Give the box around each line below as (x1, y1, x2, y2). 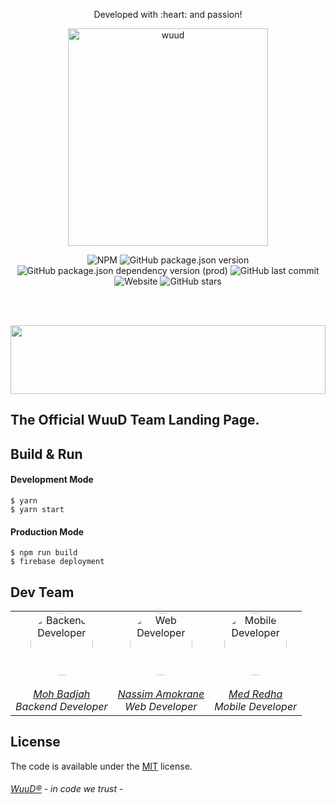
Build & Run (10, 445, 83, 463)
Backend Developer (15, 700, 108, 713)
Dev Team (10, 584, 75, 601)
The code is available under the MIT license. (10, 760, 193, 772)
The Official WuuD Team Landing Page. (10, 412, 260, 429)
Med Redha (228, 687, 283, 701)
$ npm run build (10, 548, 78, 558)
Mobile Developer (214, 700, 298, 713)
